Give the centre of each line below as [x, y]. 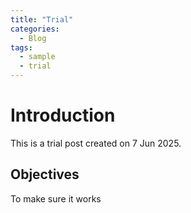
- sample [37, 57]
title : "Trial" [42, 19]
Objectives [45, 174]
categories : [35, 29]
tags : [21, 47]
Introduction [63, 115]
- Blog [33, 38]
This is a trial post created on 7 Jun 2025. [96, 143]
